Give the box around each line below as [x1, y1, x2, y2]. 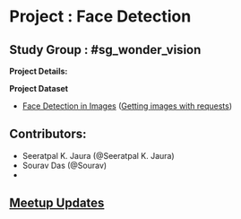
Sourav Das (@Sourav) [22, 160, 108, 171]
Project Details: [9, 66, 68, 76]
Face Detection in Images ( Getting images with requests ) [22, 101, 233, 111]
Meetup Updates [9, 196, 105, 211]
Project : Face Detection [9, 6, 192, 27]
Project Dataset [9, 83, 69, 93]
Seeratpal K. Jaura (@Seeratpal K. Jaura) [22, 150, 175, 161]
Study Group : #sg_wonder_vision [9, 42, 202, 57]
